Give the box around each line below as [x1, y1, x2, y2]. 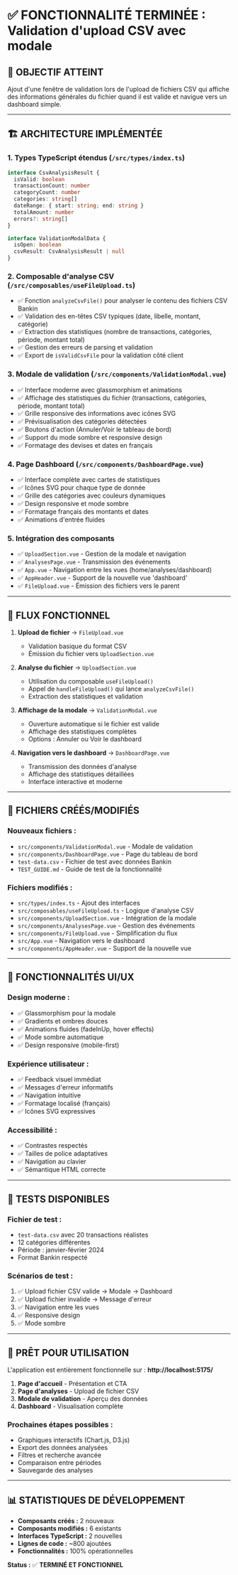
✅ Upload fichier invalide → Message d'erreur [17, 1295, 152, 1303]
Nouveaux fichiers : [7, 826, 76, 836]
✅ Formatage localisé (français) [17, 1099, 111, 1108]
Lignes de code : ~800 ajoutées [17, 1539, 112, 1548]
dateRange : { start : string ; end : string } [13, 203, 144, 210]
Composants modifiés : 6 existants [17, 1525, 122, 1533]
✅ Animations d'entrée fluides [17, 515, 106, 524]
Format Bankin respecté [17, 1253, 88, 1262]
